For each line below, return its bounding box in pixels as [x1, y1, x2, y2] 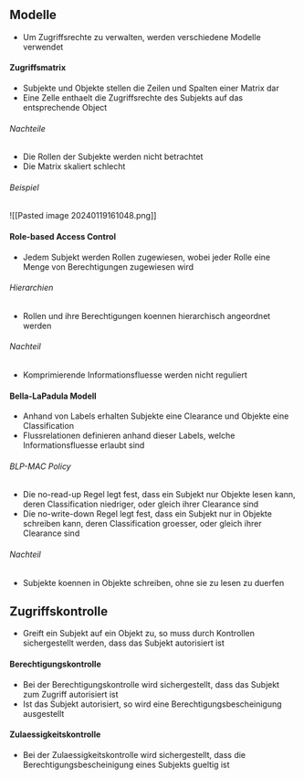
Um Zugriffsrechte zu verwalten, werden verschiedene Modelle [22, 31, 262, 42]
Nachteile [9, 123, 46, 133]
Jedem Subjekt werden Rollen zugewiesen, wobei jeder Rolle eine [22, 251, 271, 262]
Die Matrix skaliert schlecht [22, 161, 126, 172]
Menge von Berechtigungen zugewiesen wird [22, 261, 194, 272]
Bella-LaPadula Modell [9, 390, 98, 401]
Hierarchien [9, 283, 54, 293]
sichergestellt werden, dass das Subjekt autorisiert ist [22, 637, 225, 648]
